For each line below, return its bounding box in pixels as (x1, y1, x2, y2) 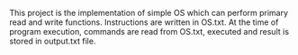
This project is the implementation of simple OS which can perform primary (9, 8, 289, 18)
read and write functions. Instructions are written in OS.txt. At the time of (9, 17, 279, 27)
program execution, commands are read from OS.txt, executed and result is (9, 27, 290, 36)
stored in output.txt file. (9, 35, 96, 46)
